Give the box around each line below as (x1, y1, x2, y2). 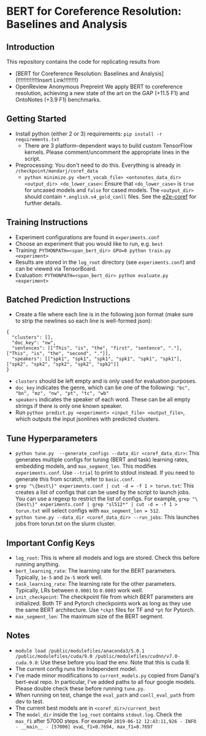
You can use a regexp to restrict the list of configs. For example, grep (15, 495, 190, 502)
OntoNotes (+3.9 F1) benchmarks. (15, 96, 101, 103)
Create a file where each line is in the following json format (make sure (15, 311, 194, 318)
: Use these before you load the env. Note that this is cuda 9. (37, 658, 191, 666)
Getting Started (6, 113, 67, 124)
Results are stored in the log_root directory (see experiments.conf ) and (15, 258, 196, 266)
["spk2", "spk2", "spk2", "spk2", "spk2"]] (6, 361, 120, 367)
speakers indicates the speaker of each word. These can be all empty (15, 396, 191, 403)
